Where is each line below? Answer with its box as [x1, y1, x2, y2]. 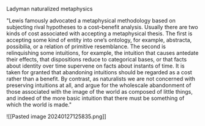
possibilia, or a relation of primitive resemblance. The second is [6, 43, 166, 50]
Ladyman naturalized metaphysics [6, 5, 93, 12]
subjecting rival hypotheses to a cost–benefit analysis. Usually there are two [6, 24, 198, 30]
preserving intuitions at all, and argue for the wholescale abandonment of [6, 82, 192, 89]
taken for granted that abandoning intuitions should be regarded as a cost [6, 69, 193, 75]
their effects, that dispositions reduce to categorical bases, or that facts [6, 56, 187, 63]
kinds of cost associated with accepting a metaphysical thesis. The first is [6, 30, 193, 37]
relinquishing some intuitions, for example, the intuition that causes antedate [6, 49, 199, 57]
